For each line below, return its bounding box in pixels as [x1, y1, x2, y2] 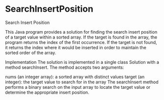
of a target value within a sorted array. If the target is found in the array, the [5, 34, 158, 40]
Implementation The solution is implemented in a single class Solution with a [5, 59, 160, 65]
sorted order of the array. [5, 50, 56, 56]
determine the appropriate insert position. [5, 89, 89, 95]
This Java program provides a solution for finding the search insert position [5, 29, 158, 35]
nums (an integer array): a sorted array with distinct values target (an [5, 74, 145, 80]
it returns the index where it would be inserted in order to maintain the [5, 44, 146, 50]
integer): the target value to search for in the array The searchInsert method [5, 79, 159, 85]
